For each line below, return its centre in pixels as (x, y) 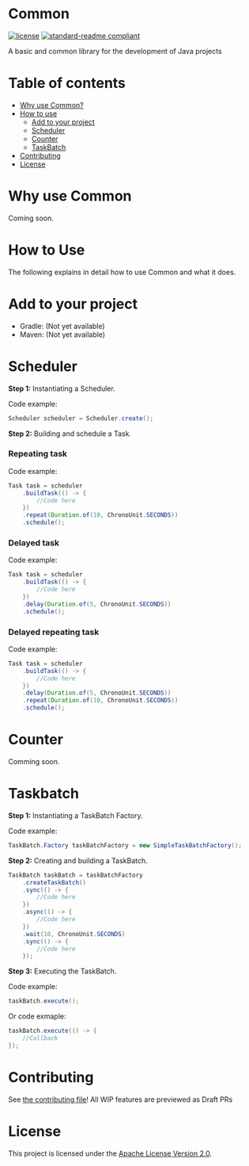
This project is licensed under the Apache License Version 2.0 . (110, 1153)
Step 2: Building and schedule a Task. (70, 434)
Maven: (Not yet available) (62, 335)
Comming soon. (34, 761)
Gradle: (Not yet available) (62, 326)
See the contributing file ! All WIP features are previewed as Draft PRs (121, 1099)
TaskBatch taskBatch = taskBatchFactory (76, 875)
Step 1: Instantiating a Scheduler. (62, 388)
